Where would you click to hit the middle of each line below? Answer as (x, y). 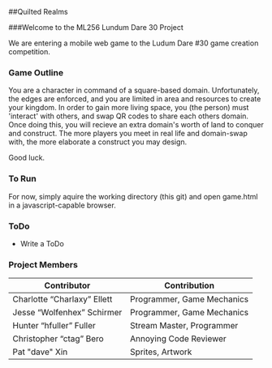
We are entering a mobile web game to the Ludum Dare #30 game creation (134, 43)
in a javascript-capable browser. (62, 205)
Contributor (67, 285)
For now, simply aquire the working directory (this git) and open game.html (133, 196)
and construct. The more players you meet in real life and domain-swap (128, 134)
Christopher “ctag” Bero (58, 339)
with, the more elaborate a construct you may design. (98, 142)
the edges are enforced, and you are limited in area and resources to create (135, 99)
